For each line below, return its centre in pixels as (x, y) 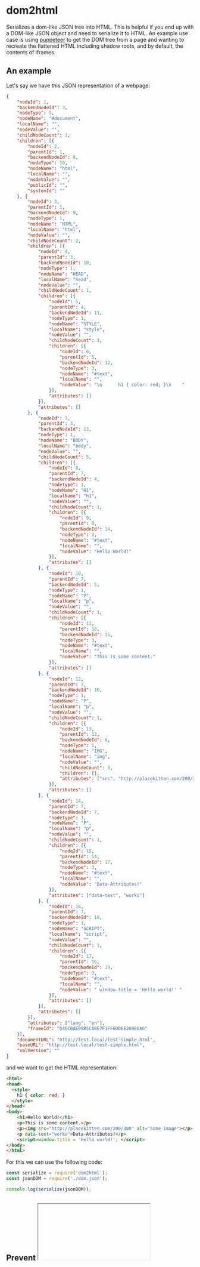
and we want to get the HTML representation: (62, 1068)
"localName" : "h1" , (73, 496)
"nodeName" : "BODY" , (63, 440)
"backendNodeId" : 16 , (75, 690)
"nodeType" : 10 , (48, 163)
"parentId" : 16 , (79, 962)
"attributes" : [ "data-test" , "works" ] (97, 895)
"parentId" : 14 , (79, 856)
